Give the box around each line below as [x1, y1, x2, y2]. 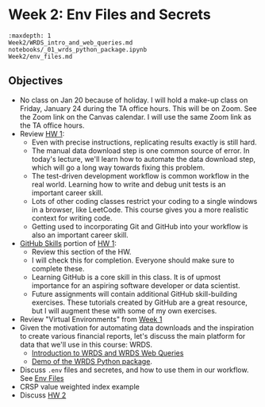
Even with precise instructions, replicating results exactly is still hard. [31, 137, 257, 147]
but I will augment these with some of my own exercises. [31, 305, 217, 315]
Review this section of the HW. [31, 247, 132, 256]
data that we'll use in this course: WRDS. [19, 340, 153, 349]
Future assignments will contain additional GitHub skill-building [31, 289, 238, 298]
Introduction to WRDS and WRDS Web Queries [31, 347, 184, 358]
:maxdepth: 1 [8, 32, 52, 40]
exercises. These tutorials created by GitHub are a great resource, [31, 298, 248, 307]
